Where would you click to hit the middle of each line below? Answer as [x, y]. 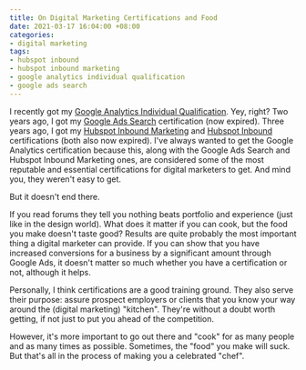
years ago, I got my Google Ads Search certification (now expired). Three [147, 121]
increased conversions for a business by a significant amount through [140, 253]
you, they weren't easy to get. [65, 179]
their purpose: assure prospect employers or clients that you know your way [153, 299]
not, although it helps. [50, 272]
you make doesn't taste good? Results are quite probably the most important [153, 234]
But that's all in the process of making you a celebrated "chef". [127, 355]
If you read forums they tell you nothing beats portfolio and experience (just [151, 214]
